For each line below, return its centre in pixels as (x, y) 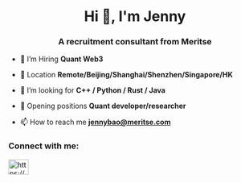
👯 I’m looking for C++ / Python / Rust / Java (93, 90)
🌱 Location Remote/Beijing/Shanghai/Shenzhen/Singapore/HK (126, 75)
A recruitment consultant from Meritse (135, 42)
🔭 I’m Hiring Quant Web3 (61, 59)
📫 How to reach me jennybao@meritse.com (95, 122)
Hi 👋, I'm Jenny (135, 17)
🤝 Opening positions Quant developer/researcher (103, 106)
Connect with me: (44, 146)
